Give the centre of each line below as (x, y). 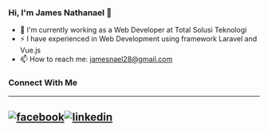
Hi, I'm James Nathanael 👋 (60, 13)
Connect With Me (43, 83)
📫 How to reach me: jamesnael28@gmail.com (96, 60)
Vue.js (30, 50)
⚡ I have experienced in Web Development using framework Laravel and (138, 39)
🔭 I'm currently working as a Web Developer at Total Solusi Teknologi (133, 30)
